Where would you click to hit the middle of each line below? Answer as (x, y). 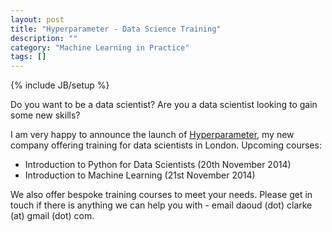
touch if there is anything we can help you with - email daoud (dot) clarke (161, 205)
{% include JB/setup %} (60, 85)
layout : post (37, 19)
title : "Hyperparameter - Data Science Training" (116, 29)
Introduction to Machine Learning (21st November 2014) (140, 175)
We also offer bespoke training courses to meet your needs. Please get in (161, 195)
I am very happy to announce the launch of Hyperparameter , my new (152, 135)
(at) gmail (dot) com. (52, 216)
